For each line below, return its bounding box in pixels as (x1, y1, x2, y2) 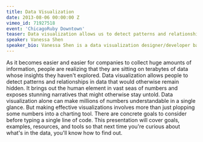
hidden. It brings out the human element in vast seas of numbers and (6, 84, 178, 91)
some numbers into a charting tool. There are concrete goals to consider (6, 110, 187, 117)
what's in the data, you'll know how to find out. (6, 129, 123, 136)
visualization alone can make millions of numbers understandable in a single (6, 97, 196, 104)
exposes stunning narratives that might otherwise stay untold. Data (6, 91, 173, 98)
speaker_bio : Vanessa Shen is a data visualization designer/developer (6, 43, 190, 49)
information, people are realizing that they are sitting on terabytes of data (6, 65, 188, 72)
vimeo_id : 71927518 (6, 20, 56, 26)
